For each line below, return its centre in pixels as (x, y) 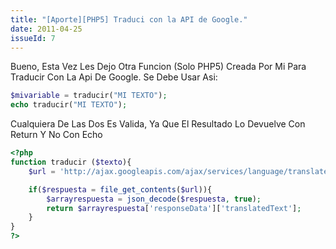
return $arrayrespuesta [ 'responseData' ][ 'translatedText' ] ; (174, 208)
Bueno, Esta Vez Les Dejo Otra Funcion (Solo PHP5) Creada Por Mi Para (158, 67)
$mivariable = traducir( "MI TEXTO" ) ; (89, 96)
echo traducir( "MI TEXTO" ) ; (69, 105)
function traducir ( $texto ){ (71, 162)
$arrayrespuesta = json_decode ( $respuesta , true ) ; (154, 199)
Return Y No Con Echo (56, 135)
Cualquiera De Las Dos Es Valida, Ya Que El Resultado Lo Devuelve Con (158, 124)
